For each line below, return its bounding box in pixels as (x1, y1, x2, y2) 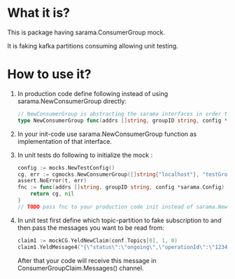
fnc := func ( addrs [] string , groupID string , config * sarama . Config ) (17, 184, 225, 191)
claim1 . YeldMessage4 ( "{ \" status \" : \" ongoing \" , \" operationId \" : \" (17, 243, 215, 250)
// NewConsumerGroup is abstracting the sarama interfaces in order (17, 110, 222, 117)
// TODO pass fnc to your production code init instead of (17, 203, 194, 210)
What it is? (7, 5, 71, 21)
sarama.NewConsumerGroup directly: (17, 97, 127, 105)
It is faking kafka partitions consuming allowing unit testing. (7, 41, 178, 50)
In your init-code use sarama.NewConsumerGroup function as (17, 130, 197, 138)
